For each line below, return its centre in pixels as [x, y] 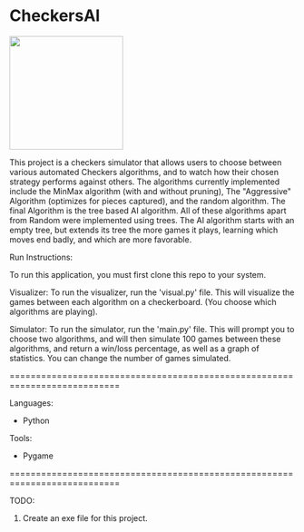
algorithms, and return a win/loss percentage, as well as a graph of [135, 348]
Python [36, 420]
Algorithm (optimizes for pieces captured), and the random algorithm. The [147, 201]
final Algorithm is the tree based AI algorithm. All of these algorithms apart [148, 211]
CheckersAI [55, 16]
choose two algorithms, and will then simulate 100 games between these [145, 339]
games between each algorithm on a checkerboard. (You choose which [143, 301]
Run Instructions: [41, 257]
